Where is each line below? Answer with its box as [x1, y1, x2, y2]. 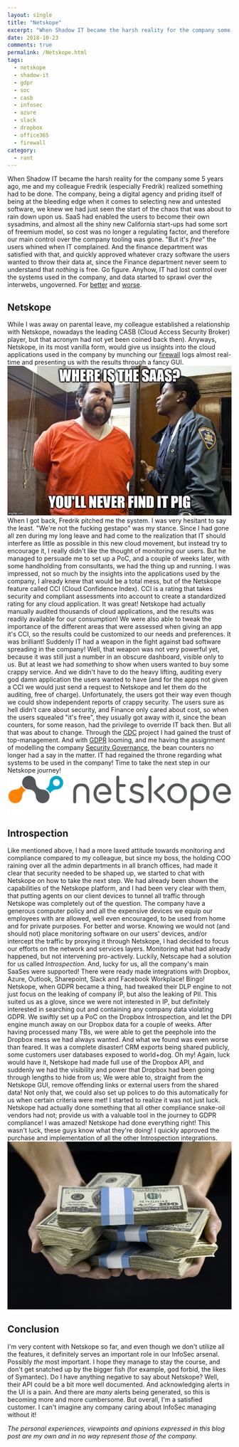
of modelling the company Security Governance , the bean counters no [7, 743, 214, 752]
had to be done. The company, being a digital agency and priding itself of [7, 189, 223, 199]
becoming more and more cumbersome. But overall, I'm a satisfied [7, 1395, 203, 1404]
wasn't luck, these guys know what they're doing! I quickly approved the [7, 1126, 220, 1135]
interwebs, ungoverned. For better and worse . [7, 281, 142, 289]
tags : [7, 57, 23, 64]
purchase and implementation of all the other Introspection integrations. [7, 1134, 218, 1142]
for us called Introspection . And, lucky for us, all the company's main [7, 960, 208, 968]
